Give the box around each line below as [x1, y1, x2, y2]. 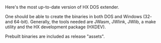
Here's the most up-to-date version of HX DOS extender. [5, 4, 120, 10]
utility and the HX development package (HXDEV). [5, 24, 106, 30]
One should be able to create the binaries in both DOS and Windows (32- [5, 14, 152, 19]
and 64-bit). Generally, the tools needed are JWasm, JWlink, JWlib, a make [5, 19, 156, 24]
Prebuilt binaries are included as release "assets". [5, 34, 105, 39]
